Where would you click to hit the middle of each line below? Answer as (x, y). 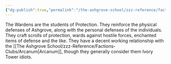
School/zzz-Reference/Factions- (81, 46)
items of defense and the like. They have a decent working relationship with (84, 41)
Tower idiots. (19, 57)
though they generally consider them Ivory (109, 51)
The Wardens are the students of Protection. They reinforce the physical (81, 24)
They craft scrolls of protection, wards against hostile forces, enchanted (81, 35)
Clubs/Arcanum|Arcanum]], (34, 51)
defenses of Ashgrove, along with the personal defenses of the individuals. (84, 30)
